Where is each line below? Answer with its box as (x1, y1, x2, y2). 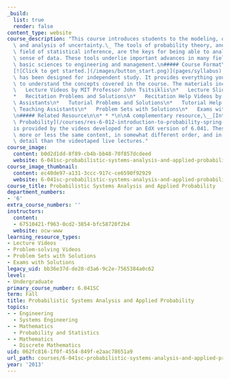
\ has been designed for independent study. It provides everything (13, 73, 213, 81)
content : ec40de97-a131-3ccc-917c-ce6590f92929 (13, 170, 152, 176)
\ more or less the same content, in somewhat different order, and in (13, 131, 222, 138)
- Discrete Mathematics (13, 342, 81, 349)
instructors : (7, 208, 44, 215)
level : (7, 272, 26, 279)
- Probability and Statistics (13, 329, 99, 336)
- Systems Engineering (13, 317, 78, 323)
